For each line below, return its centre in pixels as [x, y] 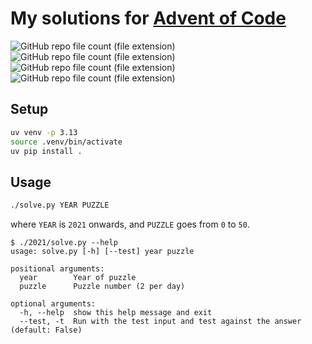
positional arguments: [57, 269]
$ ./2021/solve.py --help [64, 243]
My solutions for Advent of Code [148, 18]
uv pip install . [46, 151]
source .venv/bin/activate [66, 142]
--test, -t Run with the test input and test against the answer [160, 322]
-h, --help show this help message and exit [116, 313]
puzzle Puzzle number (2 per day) [102, 287]
